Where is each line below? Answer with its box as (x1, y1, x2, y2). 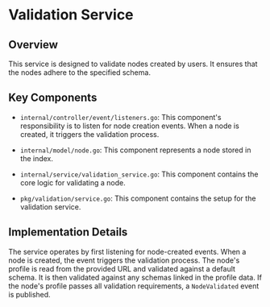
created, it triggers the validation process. (19, 129, 160, 139)
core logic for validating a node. (19, 177, 127, 187)
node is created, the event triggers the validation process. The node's (8, 255, 240, 265)
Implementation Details (8, 226, 128, 239)
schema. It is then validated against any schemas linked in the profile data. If (8, 272, 262, 282)
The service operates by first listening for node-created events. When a (8, 247, 247, 256)
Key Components (8, 91, 98, 105)
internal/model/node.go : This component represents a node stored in (19, 145, 251, 155)
